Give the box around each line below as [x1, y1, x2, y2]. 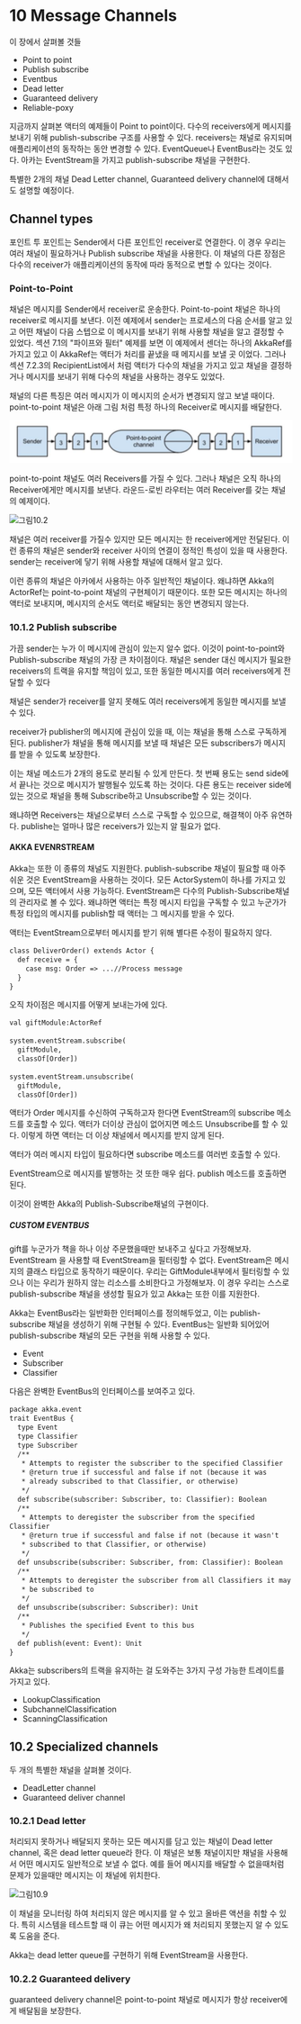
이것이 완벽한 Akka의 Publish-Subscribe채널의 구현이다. [9, 1198, 209, 1209]
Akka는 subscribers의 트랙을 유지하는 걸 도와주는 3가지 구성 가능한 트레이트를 [9, 1665, 285, 1676]
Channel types [9, 212, 93, 227]
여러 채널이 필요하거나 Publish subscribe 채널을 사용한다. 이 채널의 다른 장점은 [9, 248, 286, 258]
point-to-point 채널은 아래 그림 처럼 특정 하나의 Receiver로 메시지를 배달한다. [9, 402, 283, 412]
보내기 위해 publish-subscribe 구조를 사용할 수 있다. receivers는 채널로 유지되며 [9, 131, 293, 142]
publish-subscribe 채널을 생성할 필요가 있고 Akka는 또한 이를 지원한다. [9, 1288, 261, 1299]
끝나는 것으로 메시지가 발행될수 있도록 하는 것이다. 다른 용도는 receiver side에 [18, 779, 292, 790]
